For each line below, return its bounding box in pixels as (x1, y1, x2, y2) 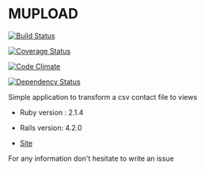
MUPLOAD (8, 5, 79, 23)
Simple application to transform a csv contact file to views (8, 92, 198, 101)
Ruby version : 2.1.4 (19, 108, 84, 117)
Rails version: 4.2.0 (19, 123, 82, 132)
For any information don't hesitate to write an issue (8, 154, 174, 163)
